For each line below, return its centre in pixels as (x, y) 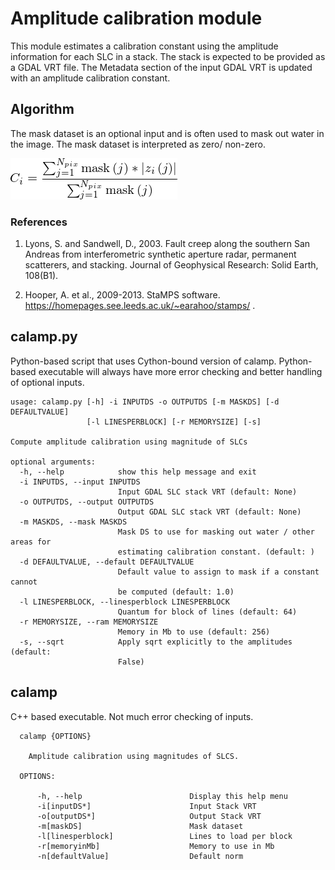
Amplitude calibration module (136, 18)
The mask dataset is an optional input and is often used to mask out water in (167, 133)
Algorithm (42, 109)
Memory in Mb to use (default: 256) (194, 632)
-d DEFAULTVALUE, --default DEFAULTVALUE (107, 562)
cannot (24, 582)
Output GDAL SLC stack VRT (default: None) (209, 512)
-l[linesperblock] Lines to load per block (164, 836)
